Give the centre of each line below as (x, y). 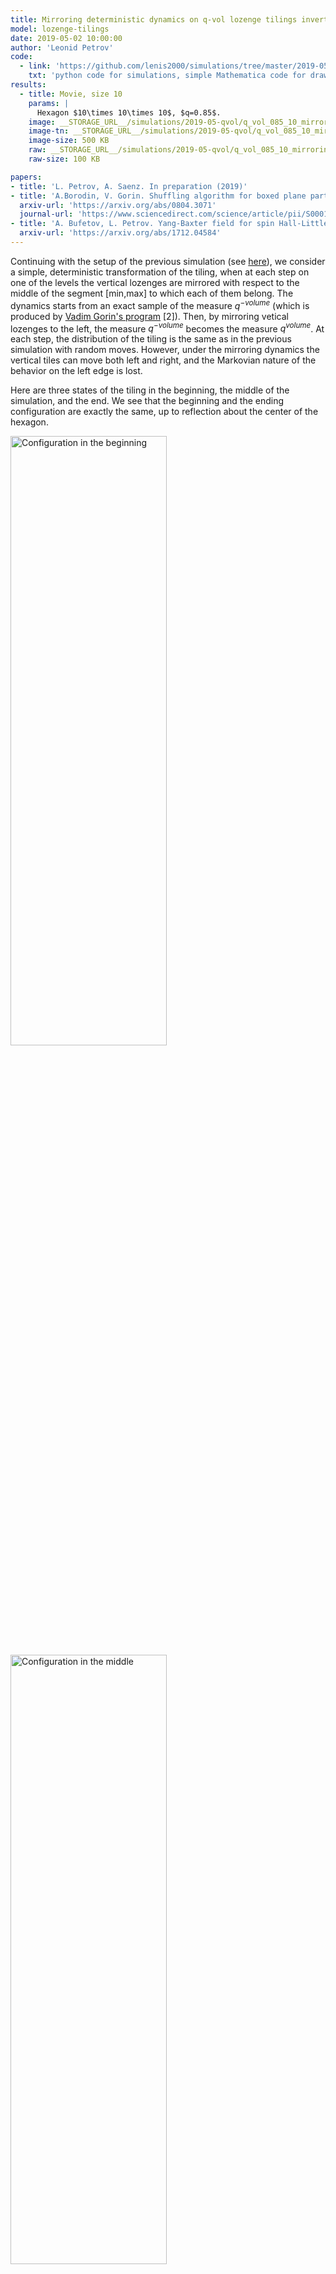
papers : (26, 177)
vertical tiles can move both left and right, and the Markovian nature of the (163, 360)
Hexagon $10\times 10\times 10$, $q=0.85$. (129, 112)
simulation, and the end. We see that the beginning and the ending (147, 401)
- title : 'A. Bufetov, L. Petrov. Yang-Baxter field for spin (142, 224)
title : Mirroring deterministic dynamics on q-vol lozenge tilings (154, 19)
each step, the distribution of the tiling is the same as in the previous (151, 339)
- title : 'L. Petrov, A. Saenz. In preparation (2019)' (129, 186)
